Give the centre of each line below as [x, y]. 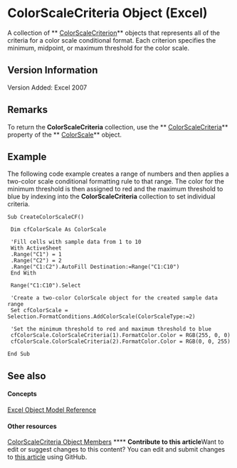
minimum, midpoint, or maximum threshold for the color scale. [99, 48]
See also [27, 376]
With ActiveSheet [36, 248]
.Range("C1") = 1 [36, 255]
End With [23, 273]
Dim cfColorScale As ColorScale [58, 230]
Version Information [53, 70]
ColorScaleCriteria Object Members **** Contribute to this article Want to [116, 442]
